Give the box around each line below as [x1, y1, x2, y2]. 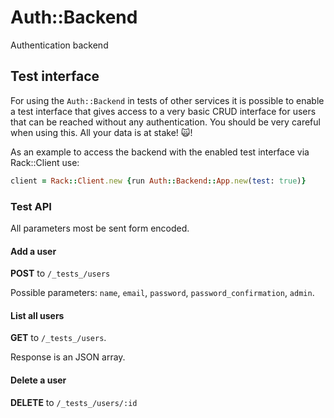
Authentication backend [10, 39, 109, 51]
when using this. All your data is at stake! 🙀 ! [10, 126, 193, 138]
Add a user [10, 245, 57, 257]
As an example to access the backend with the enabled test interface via [10, 146, 310, 158]
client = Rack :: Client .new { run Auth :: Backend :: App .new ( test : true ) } [10, 176, 307, 186]
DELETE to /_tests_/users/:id [10, 396, 138, 408]
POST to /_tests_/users [10, 267, 111, 280]
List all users [10, 309, 65, 321]
